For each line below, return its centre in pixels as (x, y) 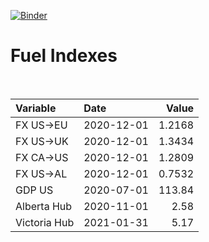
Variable (36, 108)
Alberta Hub (44, 206)
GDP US (34, 190)
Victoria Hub (45, 222)
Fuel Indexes (64, 56)
